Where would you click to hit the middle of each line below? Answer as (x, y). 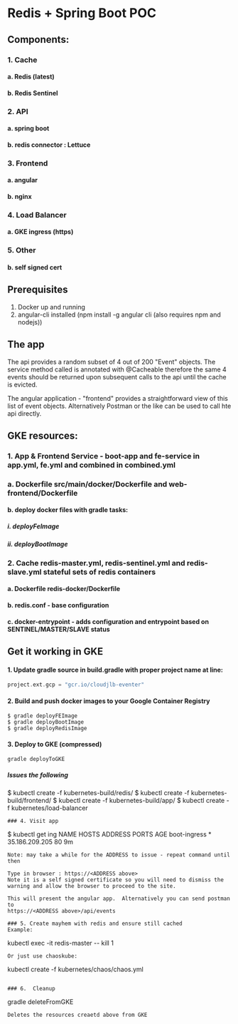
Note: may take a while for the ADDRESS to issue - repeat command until (119, 855)
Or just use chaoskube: (43, 956)
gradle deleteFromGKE (40, 1002)
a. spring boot (28, 128)
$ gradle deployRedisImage (47, 729)
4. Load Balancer (37, 215)
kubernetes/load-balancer (50, 808)
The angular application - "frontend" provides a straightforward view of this (118, 398)
